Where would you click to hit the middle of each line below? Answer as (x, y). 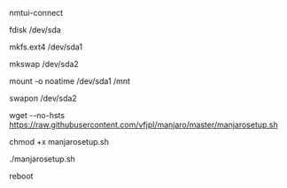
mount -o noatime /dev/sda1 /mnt (70, 81)
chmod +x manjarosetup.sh (59, 142)
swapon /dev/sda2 (43, 98)
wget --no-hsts (37, 115)
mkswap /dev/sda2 (44, 64)
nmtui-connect (36, 13)
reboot (21, 176)
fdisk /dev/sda (35, 30)
